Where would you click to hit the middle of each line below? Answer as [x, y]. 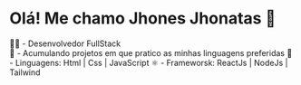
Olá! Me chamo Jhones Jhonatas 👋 [143, 19]
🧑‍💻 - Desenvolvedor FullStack [65, 43]
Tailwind [25, 72]
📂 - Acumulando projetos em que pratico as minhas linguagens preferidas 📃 [151, 52]
